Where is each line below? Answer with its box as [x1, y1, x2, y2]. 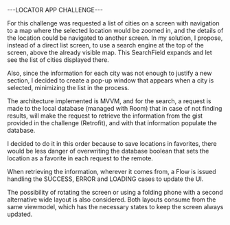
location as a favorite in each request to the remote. [7, 154, 153, 162]
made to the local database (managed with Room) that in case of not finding [7, 105, 222, 112]
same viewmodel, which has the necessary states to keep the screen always [7, 203, 224, 211]
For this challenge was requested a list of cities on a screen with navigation [7, 19, 220, 27]
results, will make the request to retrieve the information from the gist [7, 111, 203, 120]
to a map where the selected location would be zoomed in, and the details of [7, 27, 224, 34]
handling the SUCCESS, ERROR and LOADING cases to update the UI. [7, 175, 204, 183]
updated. [7, 210, 33, 218]
